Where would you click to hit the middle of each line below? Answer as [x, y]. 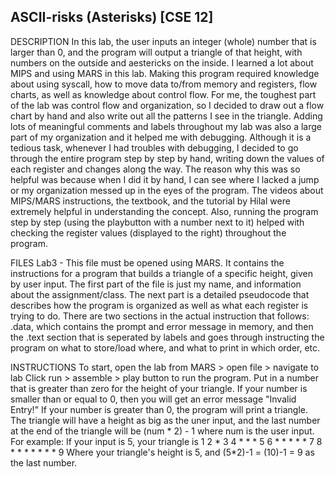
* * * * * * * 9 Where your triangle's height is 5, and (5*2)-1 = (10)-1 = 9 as [162, 452]
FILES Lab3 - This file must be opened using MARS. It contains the [147, 262]
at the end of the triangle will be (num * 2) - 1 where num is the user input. [162, 431]
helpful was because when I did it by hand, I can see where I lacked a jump [165, 179]
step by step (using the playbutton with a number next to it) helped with [157, 222]
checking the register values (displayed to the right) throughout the [148, 232]
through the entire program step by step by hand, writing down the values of [167, 158]
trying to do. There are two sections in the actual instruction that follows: [160, 316]
